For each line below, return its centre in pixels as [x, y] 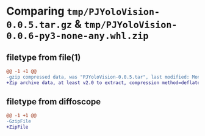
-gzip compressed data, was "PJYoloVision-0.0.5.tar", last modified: [98, 77]
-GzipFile [19, 121]
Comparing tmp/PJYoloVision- [83, 11]
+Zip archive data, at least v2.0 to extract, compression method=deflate [103, 83]
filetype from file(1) [44, 57]
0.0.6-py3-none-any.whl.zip [77, 36]
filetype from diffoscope [54, 102]
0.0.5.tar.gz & [44, 24]
